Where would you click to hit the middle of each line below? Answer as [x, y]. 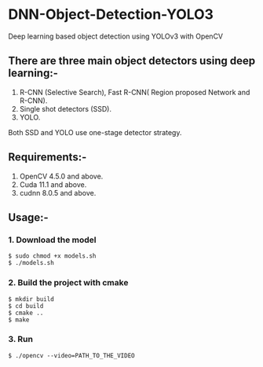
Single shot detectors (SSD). [66, 108]
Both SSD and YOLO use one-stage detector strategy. [95, 132]
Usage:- [28, 217]
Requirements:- [47, 158]
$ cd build [26, 306]
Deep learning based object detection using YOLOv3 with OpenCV [116, 36]
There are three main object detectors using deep [132, 61]
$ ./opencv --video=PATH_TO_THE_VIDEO [71, 355]
